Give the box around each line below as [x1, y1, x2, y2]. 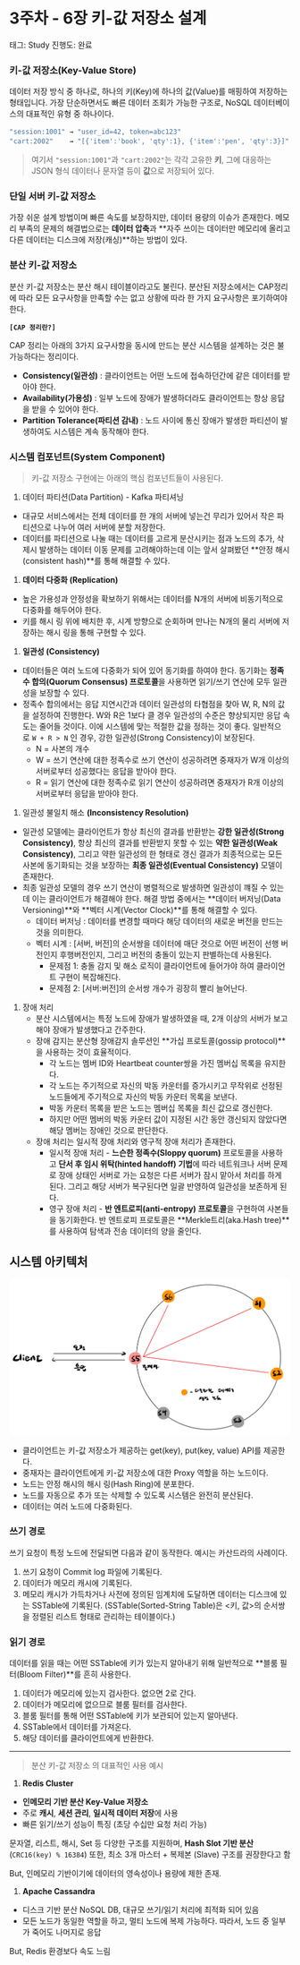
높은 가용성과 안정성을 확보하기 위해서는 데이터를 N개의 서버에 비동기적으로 [21, 593, 284, 604]
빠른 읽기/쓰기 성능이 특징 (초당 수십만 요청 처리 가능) [21, 1819, 207, 1830]
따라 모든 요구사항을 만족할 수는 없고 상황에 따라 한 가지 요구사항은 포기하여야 [18, 292, 288, 303]
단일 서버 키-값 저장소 [9, 190, 96, 202]
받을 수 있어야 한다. [31, 404, 99, 414]
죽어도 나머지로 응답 [31, 1927, 102, 1938]
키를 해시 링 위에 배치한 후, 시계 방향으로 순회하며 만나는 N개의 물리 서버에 [21, 615, 280, 627]
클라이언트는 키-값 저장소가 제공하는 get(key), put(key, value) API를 [21, 1445, 262, 1456]
